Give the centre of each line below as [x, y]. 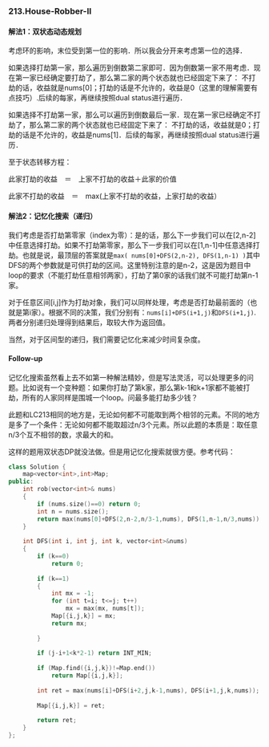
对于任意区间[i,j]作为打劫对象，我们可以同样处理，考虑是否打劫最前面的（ [129, 302]
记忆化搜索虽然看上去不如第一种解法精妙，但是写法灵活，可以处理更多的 [127, 377]
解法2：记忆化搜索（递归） [53, 216]
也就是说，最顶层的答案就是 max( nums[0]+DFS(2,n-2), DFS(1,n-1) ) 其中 [141, 255]
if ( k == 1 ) [53, 579]
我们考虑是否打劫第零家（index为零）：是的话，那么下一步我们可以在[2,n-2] [132, 235]
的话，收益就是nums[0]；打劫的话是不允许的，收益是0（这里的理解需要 [133, 88]
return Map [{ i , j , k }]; [87, 676]
